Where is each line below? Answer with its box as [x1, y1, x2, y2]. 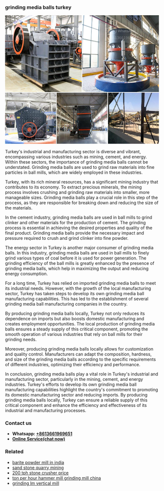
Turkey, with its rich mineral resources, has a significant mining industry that [5, 179, 159, 185]
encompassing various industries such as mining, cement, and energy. [5, 154, 147, 160]
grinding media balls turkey [5, 4, 72, 11]
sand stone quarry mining [12, 465, 64, 470]
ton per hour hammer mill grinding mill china [12, 475, 101, 481]
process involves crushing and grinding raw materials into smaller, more [5, 189, 150, 195]
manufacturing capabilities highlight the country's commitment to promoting [5, 386, 159, 393]
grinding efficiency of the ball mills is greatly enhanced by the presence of [5, 260, 155, 266]
